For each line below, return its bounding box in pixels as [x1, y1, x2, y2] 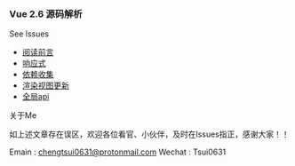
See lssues [9, 28, 50, 39]
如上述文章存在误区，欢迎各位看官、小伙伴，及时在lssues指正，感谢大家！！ [9, 129, 290, 139]
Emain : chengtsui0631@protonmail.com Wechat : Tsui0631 [9, 146, 227, 157]
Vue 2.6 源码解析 [9, 7, 83, 20]
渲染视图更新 [21, 80, 69, 91]
